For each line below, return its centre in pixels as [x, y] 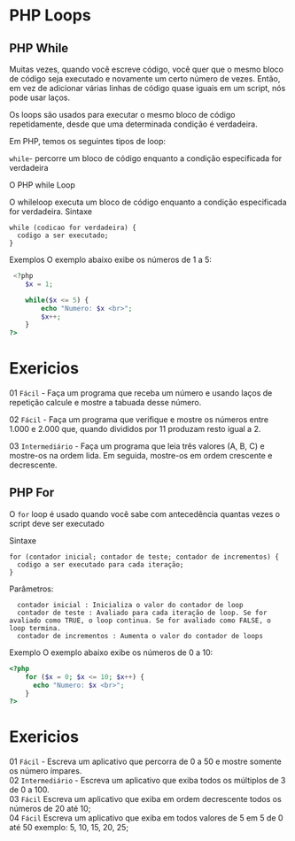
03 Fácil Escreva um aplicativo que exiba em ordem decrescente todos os [145, 799]
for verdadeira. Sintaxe [51, 212]
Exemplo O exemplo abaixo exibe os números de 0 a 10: [111, 652]
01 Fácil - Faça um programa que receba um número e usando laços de [141, 393]
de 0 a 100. [30, 790]
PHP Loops [50, 15]
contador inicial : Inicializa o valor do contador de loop [130, 605]
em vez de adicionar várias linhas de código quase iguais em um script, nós [147, 88]
